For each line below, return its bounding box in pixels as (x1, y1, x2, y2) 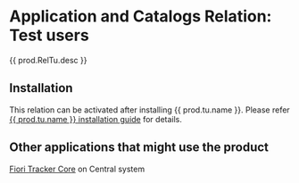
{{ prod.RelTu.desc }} (9, 54, 87, 65)
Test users (9, 25, 89, 46)
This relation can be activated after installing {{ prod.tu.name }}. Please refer (9, 104, 290, 115)
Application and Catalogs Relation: (9, 6, 272, 27)
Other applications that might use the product (9, 140, 270, 155)
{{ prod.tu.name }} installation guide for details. (9, 113, 183, 124)
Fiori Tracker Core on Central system (9, 163, 145, 174)
